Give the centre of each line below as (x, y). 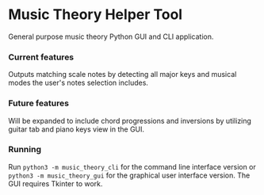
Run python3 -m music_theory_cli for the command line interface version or (132, 166)
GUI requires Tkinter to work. (55, 183)
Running (25, 150)
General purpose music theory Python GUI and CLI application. (111, 36)
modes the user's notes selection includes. (78, 83)
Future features (39, 103)
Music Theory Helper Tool (96, 15)
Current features (41, 57)
